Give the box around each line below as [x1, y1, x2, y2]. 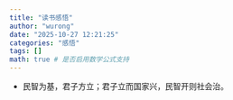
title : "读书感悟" [9, 13, 74, 23]
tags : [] [9, 47, 42, 56]
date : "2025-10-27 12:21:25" [9, 30, 119, 39]
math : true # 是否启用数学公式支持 [9, 55, 130, 64]
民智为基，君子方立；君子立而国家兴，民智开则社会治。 [22, 81, 228, 91]
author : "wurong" [9, 22, 75, 31]
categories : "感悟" [9, 38, 80, 48]
